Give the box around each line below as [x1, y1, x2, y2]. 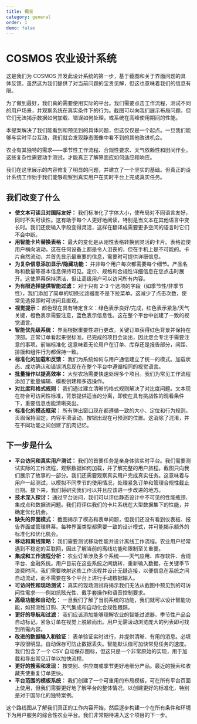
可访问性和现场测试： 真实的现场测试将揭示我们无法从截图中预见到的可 [14, 582, 186, 589]
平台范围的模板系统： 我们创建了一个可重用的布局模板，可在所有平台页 [14, 677, 186, 684]
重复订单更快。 [30, 669, 66, 677]
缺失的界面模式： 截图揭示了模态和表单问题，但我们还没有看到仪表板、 [14, 515, 186, 522]
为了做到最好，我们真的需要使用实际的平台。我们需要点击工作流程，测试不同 [6, 100, 191, 107]
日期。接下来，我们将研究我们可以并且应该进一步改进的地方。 [14, 486, 164, 493]
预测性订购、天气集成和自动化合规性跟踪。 [30, 603, 133, 610]
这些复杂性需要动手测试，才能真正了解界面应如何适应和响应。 [6, 154, 155, 161]
